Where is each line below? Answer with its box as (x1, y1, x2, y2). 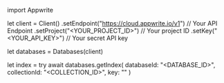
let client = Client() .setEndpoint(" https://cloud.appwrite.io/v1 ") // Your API (7, 19, 218, 27)
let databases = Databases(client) (7, 48, 104, 55)
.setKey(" (191, 27, 218, 35)
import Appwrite (7, 6, 54, 14)
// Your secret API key (66, 34, 129, 42)
